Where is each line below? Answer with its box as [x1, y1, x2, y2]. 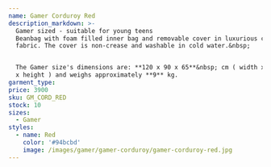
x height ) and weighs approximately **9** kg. [15, 71, 179, 79]
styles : [8, 123, 35, 132]
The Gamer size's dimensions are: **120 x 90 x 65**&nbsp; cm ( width [15, 64, 258, 72]
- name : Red [15, 131, 56, 140]
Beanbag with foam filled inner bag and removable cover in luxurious [15, 34, 258, 43]
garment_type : [8, 78, 56, 86]
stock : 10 [8, 101, 42, 109]
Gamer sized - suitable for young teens [15, 27, 153, 35]
